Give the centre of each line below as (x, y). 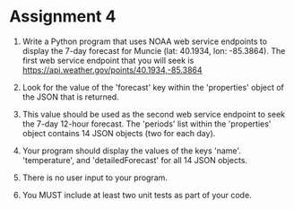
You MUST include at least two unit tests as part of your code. (137, 195)
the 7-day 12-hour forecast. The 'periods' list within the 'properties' (147, 124)
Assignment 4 (63, 17)
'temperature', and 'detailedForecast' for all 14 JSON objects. (135, 160)
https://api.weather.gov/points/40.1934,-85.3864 (112, 70)
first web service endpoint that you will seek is (108, 60)
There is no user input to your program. (95, 178)
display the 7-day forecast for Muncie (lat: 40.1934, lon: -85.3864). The (154, 50)
